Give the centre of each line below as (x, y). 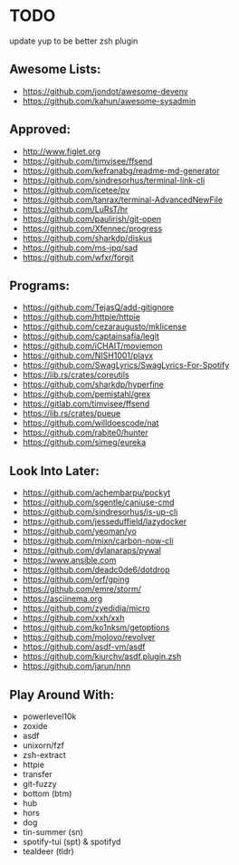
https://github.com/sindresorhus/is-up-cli (100, 512)
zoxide (35, 726)
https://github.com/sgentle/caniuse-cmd (98, 502)
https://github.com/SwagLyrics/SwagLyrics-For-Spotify (126, 365)
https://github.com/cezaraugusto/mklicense (105, 326)
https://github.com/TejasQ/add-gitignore (98, 307)
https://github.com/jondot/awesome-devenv (105, 91)
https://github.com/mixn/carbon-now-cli (98, 541)
